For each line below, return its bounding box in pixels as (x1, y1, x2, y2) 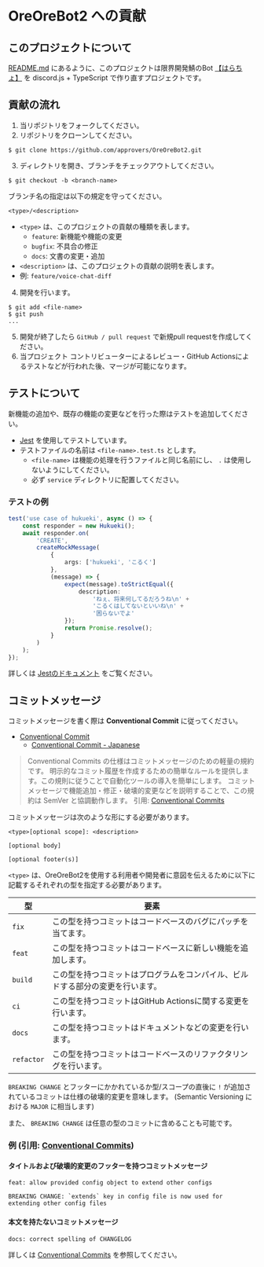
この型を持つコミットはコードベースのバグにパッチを (52, 916, 249, 927)
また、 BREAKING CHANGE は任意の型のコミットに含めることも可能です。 (8, 1118, 236, 1128)
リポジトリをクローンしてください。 (19, 130, 137, 140)
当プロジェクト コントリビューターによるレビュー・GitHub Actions (19, 351, 236, 361)
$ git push (8, 310, 44, 318)
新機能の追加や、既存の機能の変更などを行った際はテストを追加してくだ (8, 409, 242, 418)
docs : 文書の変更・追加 (31, 251, 105, 260)
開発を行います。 (19, 288, 75, 297)
